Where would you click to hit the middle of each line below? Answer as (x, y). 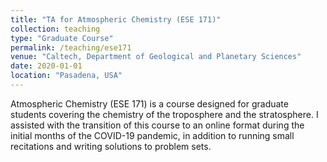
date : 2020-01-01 (46, 66)
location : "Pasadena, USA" (66, 76)
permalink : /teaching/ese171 (71, 47)
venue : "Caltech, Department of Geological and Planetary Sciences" (156, 57)
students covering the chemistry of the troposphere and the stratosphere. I (164, 114)
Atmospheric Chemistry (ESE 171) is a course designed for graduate (149, 103)
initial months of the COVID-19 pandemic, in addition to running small (152, 135)
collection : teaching (55, 29)
